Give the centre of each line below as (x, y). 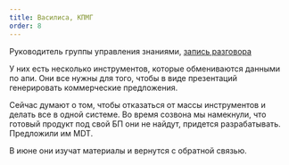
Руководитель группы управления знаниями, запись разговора (131, 51)
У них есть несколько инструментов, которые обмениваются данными (145, 69)
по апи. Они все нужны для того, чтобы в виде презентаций (124, 78)
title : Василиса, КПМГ (51, 17)
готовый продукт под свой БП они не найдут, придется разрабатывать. (145, 124)
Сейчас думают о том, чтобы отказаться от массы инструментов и (137, 104)
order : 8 (25, 26)
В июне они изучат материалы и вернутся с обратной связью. (128, 150)
